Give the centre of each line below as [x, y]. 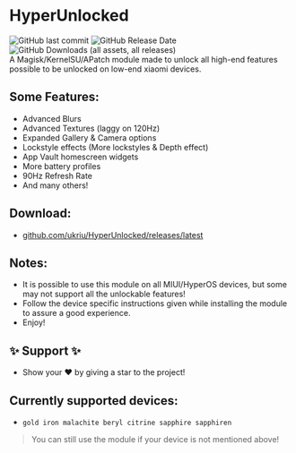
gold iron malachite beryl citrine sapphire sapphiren [127, 423]
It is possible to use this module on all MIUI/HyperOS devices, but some [154, 285]
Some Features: [54, 97]
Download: [40, 214]
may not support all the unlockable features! [104, 294]
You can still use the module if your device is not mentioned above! [155, 439]
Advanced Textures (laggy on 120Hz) [91, 128]
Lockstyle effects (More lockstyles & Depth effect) [115, 147]
